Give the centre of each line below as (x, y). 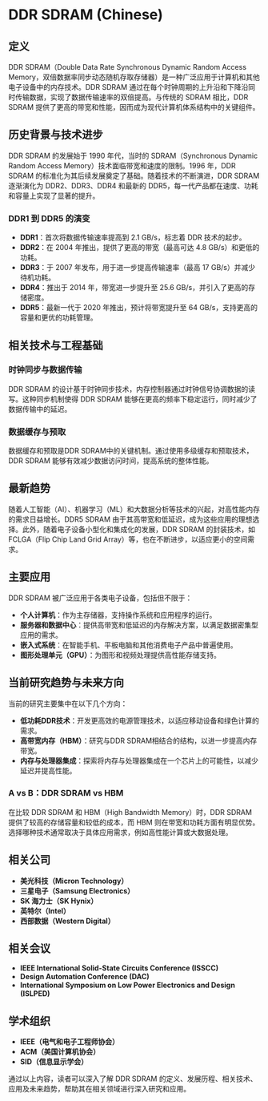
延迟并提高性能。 (48, 770)
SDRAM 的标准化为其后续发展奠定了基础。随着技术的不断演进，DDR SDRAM (134, 175)
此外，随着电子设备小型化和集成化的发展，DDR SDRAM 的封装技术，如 (139, 529)
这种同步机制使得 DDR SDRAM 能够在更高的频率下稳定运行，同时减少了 (140, 399)
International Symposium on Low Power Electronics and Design (128, 985)
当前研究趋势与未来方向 (66, 683)
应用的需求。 (41, 635)
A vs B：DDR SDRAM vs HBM (66, 793)
